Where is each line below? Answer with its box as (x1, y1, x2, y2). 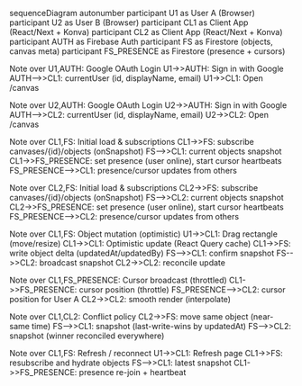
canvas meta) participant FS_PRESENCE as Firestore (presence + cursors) (9, 46, 286, 57)
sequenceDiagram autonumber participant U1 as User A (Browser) (9, 8, 255, 18)
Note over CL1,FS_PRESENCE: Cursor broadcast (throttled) (9, 274, 227, 285)
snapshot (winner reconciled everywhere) (9, 330, 165, 341)
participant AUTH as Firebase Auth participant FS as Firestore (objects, (9, 36, 273, 47)
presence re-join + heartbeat (78, 367, 187, 377)
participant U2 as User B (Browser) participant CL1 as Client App (9, 17, 249, 28)
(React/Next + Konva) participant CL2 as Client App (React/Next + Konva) (9, 27, 283, 37)
